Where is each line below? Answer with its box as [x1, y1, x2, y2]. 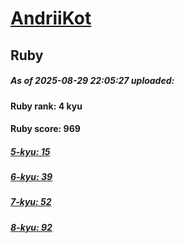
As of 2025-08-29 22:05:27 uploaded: [10, 75, 175, 87]
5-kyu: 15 [10, 145, 51, 157]
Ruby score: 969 [10, 123, 81, 135]
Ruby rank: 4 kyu [10, 100, 83, 112]
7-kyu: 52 [10, 196, 52, 208]
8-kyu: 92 [10, 221, 53, 233]
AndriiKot [10, 7, 92, 30]
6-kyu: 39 [10, 171, 53, 183]
